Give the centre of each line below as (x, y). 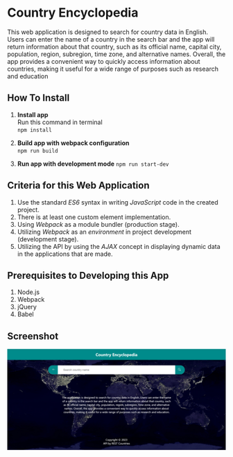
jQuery (27, 307)
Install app (33, 114)
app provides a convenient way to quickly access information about (104, 61)
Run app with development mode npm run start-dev (93, 164)
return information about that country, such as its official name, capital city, (114, 46)
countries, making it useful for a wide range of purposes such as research (113, 69)
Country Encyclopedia (73, 13)
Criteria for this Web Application (79, 186)
